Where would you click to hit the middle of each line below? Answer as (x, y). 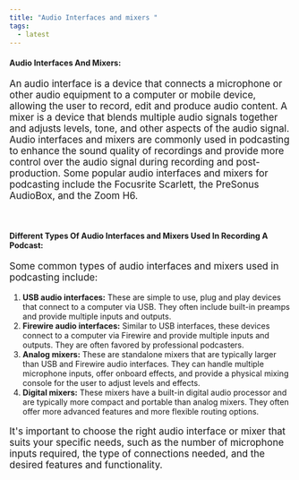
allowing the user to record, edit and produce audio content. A (149, 106)
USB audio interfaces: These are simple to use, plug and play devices (152, 297)
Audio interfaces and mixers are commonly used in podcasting (149, 140)
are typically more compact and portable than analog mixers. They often (155, 402)
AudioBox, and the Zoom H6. (74, 195)
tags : (19, 26)
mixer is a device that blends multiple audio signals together (144, 117)
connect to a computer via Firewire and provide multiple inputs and (146, 335)
